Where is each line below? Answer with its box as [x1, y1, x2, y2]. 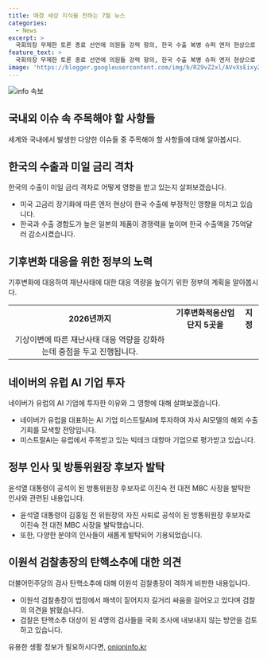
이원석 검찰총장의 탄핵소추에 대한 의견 [8, 556, 182, 569]
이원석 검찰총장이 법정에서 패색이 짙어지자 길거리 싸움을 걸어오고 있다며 [19, 595, 241, 605]
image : [8, 64, 30, 72]
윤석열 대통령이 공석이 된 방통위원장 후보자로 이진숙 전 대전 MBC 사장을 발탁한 [8, 483, 251, 493]
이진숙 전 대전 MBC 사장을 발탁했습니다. [19, 520, 145, 529]
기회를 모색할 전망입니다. [19, 425, 97, 435]
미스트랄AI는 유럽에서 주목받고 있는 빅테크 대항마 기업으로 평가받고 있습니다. [19, 435, 256, 444]
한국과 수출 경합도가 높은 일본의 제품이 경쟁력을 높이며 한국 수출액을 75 [19, 220, 240, 229]
